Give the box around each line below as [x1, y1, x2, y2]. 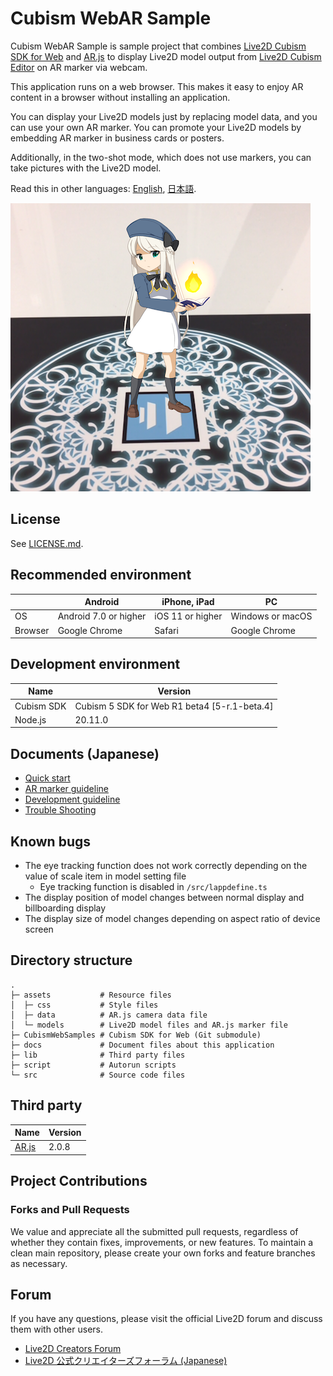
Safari [154, 624, 179, 636]
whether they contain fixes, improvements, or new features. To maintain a [10, 1236, 314, 1248]
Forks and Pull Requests [10, 1203, 130, 1217]
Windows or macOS [230, 610, 313, 622]
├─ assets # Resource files [10, 990, 172, 1000]
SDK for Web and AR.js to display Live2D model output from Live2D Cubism [10, 50, 322, 62]
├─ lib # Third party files [10, 1050, 186, 1060]
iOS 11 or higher [154, 610, 223, 622]
